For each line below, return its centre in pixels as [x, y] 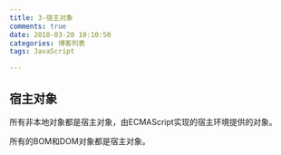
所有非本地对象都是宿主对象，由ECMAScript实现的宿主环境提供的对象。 [143, 121]
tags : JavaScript [42, 52]
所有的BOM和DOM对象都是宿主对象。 [80, 140]
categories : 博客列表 [48, 43]
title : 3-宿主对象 [42, 18]
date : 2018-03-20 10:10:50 [60, 34]
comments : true [38, 26]
